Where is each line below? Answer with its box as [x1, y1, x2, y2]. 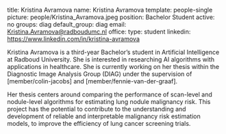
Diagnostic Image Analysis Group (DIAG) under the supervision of [7, 70, 192, 78]
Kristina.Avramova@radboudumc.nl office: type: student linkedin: [7, 27, 191, 36]
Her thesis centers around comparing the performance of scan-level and [7, 90, 212, 98]
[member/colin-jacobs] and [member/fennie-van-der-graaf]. [7, 77, 178, 85]
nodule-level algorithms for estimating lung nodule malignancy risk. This [7, 98, 211, 105]
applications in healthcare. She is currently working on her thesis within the [7, 63, 220, 70]
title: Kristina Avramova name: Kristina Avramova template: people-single [7, 6, 213, 14]
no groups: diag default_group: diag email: [7, 21, 127, 28]
